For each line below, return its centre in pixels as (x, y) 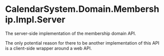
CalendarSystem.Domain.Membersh (82, 9)
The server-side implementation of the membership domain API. (71, 33)
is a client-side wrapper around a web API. (49, 48)
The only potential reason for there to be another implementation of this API (82, 43)
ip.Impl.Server (35, 20)
